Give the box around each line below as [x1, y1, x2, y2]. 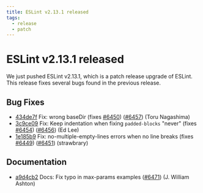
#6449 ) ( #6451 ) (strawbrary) [15, 139, 89, 146]
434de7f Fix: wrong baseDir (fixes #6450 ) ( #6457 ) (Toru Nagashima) [15, 113, 191, 120]
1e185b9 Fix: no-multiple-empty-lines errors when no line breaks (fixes [15, 133, 194, 140]
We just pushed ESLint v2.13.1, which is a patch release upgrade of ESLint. [6, 73, 193, 80]
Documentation [6, 157, 67, 167]
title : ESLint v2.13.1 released [6, 9, 89, 15]
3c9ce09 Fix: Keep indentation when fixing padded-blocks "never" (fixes [15, 120, 197, 127]
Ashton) [15, 180, 35, 187]
